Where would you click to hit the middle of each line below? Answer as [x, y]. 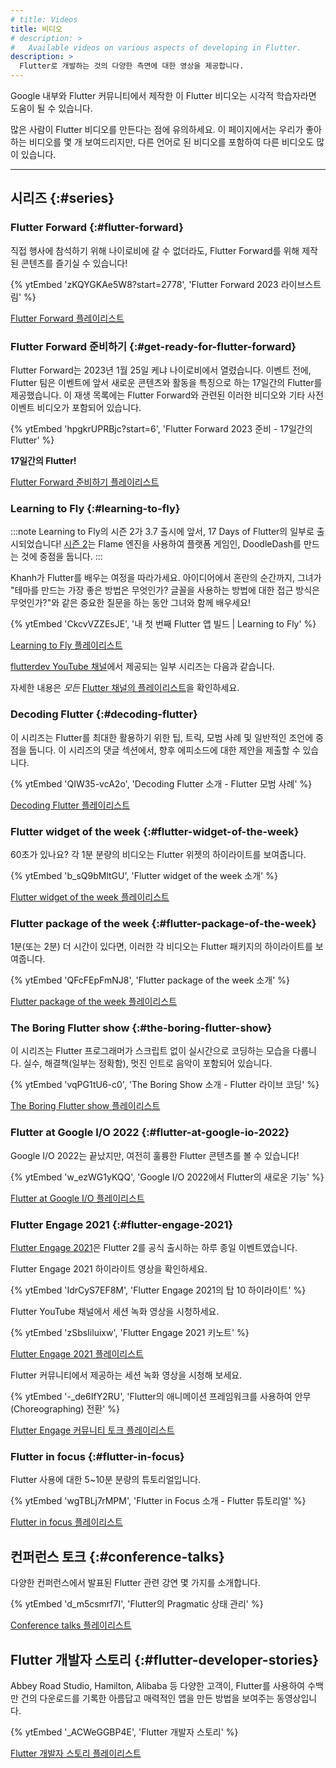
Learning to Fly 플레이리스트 [66, 645]
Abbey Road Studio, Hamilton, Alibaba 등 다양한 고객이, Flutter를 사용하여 [158, 1685]
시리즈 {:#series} [62, 198]
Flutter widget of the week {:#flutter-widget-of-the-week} [155, 831]
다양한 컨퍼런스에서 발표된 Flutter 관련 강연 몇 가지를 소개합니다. [135, 1583]
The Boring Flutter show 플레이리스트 [85, 1106]
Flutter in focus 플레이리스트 [66, 1522]
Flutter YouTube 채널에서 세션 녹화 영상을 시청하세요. [115, 1312]
